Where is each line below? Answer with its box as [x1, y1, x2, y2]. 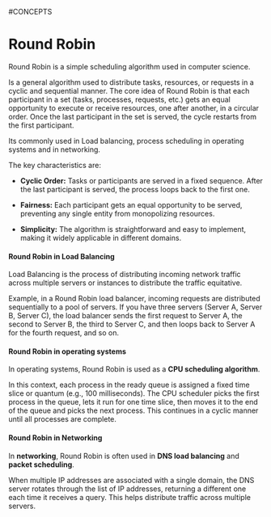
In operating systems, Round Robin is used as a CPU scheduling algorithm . [8, 364, 260, 374]
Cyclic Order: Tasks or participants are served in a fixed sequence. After [19, 175, 263, 185]
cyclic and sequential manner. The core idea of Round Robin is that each [8, 86, 250, 95]
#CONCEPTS [8, 7, 53, 16]
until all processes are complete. [8, 414, 117, 424]
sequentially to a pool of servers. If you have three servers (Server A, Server [8, 302, 263, 312]
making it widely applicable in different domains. [19, 233, 182, 242]
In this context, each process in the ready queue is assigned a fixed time [8, 380, 250, 390]
